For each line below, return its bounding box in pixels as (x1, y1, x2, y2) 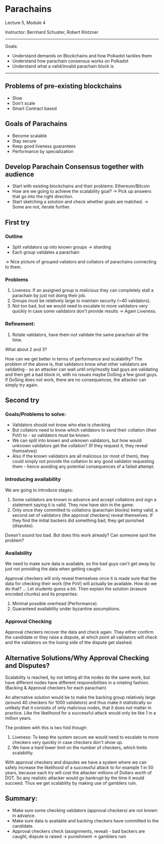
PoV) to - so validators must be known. (12, 433, 91, 438)
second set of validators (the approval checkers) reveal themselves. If (12, 512, 153, 518)
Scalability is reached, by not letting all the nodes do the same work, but (5, 674, 150, 680)
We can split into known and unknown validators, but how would (12, 437, 142, 443)
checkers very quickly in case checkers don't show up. (12, 740, 123, 745)
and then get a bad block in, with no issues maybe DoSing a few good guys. (5, 371, 158, 377)
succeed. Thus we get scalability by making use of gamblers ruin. (5, 780, 138, 786)
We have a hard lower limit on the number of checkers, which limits (12, 744, 147, 751)
